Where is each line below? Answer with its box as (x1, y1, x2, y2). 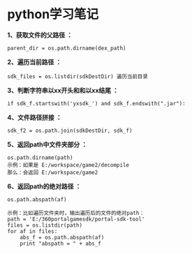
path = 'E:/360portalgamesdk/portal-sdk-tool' (7, 216, 145, 223)
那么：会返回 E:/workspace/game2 (7, 169, 98, 176)
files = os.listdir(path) (7, 221, 82, 229)
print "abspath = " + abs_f (20, 240, 101, 247)
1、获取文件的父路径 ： (7, 31, 73, 39)
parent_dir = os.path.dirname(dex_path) (7, 45, 127, 52)
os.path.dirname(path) (7, 154, 73, 161)
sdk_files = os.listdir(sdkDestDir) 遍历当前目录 (7, 73, 148, 80)
